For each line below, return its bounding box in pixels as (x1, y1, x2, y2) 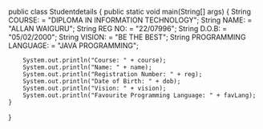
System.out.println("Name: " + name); (22, 63, 152, 71)
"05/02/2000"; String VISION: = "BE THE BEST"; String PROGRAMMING (8, 32, 246, 42)
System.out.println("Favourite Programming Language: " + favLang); (22, 91, 257, 99)
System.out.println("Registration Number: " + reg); (22, 71, 203, 79)
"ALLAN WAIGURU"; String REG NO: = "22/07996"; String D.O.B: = (8, 24, 228, 33)
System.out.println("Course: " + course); (22, 56, 167, 64)
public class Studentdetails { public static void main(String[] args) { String (8, 7, 251, 16)
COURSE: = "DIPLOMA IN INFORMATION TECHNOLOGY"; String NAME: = (8, 15, 253, 25)
